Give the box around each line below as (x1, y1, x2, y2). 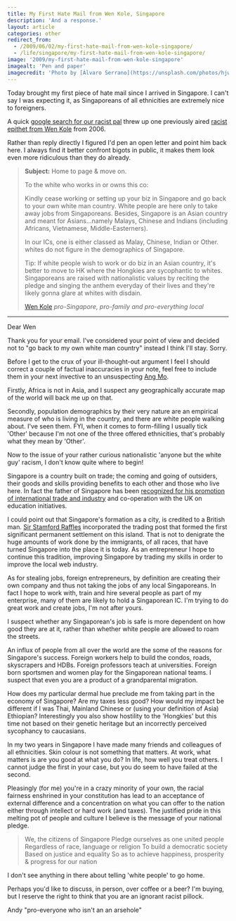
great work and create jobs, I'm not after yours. (7, 603, 144, 612)
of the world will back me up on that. (7, 393, 114, 402)
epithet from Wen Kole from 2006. (7, 125, 106, 133)
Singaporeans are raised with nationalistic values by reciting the (24, 274, 209, 282)
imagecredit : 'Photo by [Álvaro (7, 69, 102, 76)
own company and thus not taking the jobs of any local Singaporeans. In (7, 581, 216, 590)
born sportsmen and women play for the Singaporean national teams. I (7, 668, 212, 676)
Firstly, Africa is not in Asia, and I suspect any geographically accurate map (7, 386, 225, 394)
